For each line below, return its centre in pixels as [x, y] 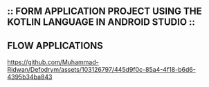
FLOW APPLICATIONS [55, 45]
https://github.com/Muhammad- [53, 62]
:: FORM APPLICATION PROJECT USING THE [104, 11]
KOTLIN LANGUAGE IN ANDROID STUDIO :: [101, 22]
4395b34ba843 [30, 77]
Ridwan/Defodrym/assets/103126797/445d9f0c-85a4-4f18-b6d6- [101, 70]
